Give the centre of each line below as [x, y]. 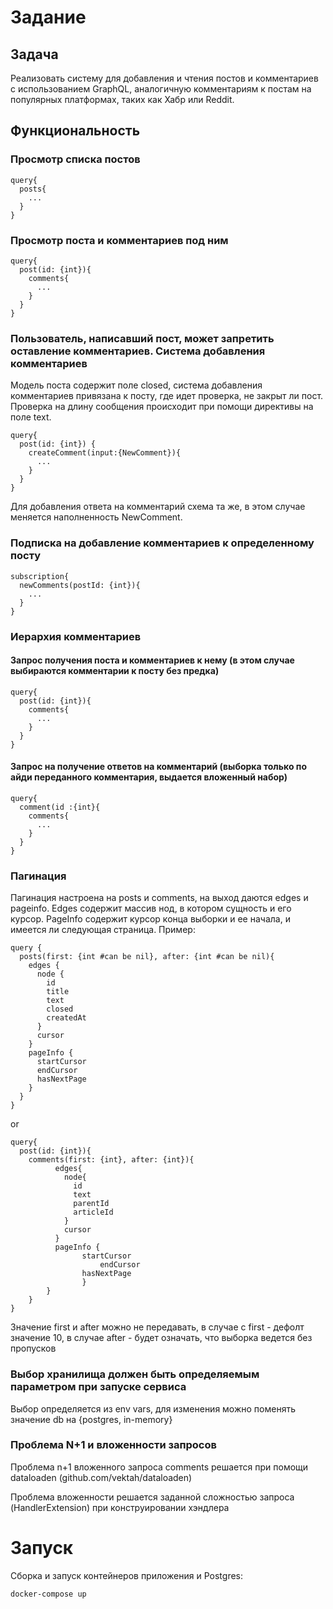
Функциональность [75, 131]
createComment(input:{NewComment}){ [105, 453]
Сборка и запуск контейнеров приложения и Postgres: [127, 1575]
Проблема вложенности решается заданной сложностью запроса [152, 1497]
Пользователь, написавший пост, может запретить [142, 338]
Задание [48, 17]
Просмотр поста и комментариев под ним [119, 240]
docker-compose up [48, 1594]
